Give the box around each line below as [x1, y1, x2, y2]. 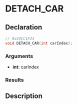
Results [5, 76, 24, 83]
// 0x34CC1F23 [5, 36, 35, 41]
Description [5, 92, 42, 100]
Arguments [5, 52, 33, 59]
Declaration [5, 23, 42, 31]
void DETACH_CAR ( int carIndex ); [5, 40, 72, 45]
